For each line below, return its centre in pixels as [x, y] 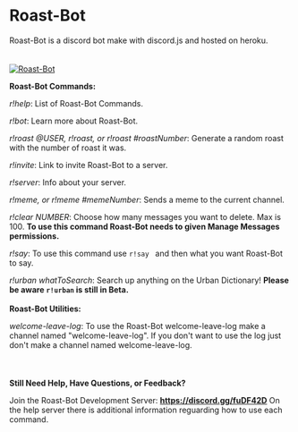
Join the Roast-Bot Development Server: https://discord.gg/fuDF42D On [145, 400]
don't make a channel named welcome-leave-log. [101, 344]
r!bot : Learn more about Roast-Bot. [74, 121]
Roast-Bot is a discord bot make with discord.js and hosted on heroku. [139, 40]
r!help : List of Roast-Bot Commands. [77, 103]
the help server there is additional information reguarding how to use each [146, 410]
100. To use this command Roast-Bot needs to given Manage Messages [145, 226]
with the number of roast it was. [68, 148]
